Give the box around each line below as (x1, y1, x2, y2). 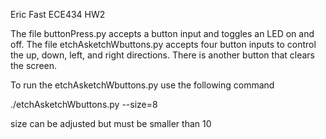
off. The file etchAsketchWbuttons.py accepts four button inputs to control (10, 39, 317, 50)
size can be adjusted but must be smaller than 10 (10, 118, 212, 129)
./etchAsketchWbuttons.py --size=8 (10, 99, 158, 110)
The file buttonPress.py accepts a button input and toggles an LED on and (10, 28, 315, 39)
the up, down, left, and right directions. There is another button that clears (10, 49, 315, 61)
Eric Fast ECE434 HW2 (10, 9, 106, 20)
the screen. (10, 60, 58, 71)
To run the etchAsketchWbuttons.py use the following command (10, 79, 275, 91)
